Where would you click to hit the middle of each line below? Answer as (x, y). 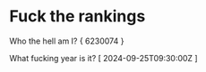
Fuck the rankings (77, 16)
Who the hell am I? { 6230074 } (67, 41)
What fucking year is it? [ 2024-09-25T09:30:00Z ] (104, 58)
